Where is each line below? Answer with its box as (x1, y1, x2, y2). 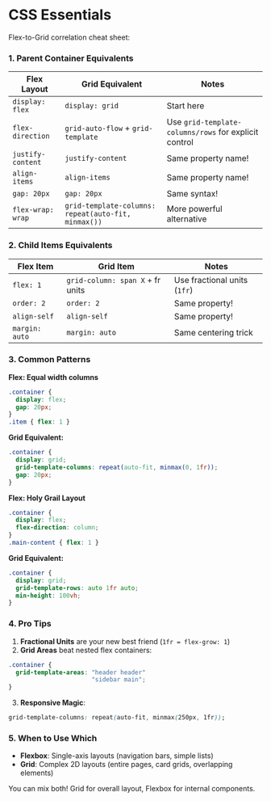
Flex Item (17, 260, 54, 272)
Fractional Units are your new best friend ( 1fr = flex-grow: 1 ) (19, 636, 231, 646)
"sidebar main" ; (91, 676, 147, 684)
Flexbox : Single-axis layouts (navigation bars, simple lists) (19, 751, 214, 761)
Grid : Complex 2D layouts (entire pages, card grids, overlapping (19, 760, 233, 769)
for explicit (218, 127, 259, 138)
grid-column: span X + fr (66, 274, 161, 285)
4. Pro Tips (8, 618, 52, 630)
